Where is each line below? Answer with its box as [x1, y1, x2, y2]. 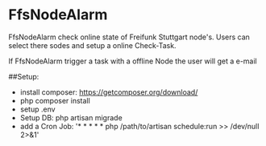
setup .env [19, 104, 56, 114]
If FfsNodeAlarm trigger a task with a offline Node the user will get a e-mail [8, 56, 258, 66]
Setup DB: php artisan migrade [19, 112, 123, 122]
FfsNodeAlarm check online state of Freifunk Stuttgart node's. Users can [8, 32, 250, 42]
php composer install [19, 95, 90, 105]
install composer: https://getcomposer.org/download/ [19, 87, 198, 97]
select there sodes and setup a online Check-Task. [8, 40, 177, 50]
